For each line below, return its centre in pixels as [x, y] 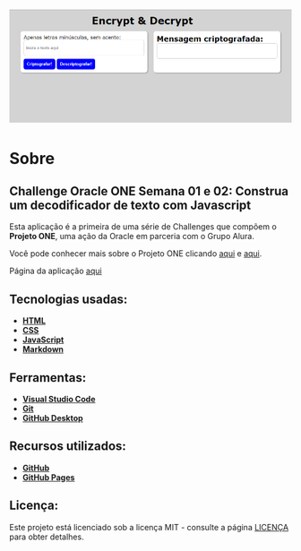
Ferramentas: [48, 378]
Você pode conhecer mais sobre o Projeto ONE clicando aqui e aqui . [136, 254]
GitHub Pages [48, 477]
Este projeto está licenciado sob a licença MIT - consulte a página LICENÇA [149, 527]
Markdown [43, 349]
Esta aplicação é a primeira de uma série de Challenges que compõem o [143, 227]
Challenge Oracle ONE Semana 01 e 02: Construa [149, 191]
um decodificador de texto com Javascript [130, 206]
